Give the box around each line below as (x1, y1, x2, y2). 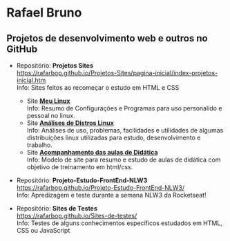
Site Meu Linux (26, 97, 70, 105)
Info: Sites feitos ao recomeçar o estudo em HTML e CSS (16, 84, 180, 91)
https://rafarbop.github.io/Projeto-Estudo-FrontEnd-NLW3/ (16, 184, 184, 191)
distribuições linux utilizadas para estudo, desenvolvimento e (26, 133, 201, 142)
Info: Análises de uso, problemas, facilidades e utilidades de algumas (26, 126, 224, 134)
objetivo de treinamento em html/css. (26, 163, 133, 171)
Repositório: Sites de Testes (16, 204, 98, 212)
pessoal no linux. (26, 112, 75, 119)
